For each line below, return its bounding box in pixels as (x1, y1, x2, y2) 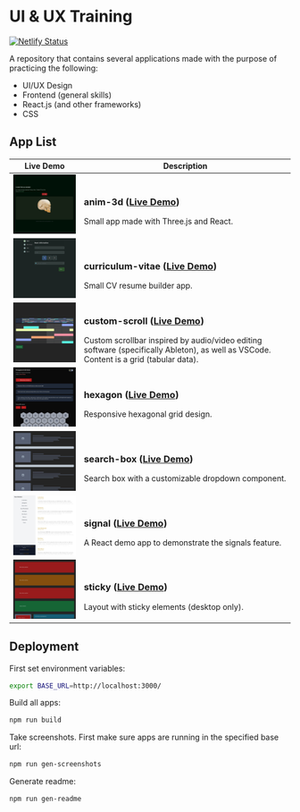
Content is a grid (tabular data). (83, 354, 199, 365)
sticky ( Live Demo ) (83, 581, 168, 594)
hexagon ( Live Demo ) (83, 389, 179, 402)
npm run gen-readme (9, 794, 82, 804)
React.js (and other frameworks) (21, 98, 142, 109)
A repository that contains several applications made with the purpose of (9, 53, 278, 63)
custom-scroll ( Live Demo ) (83, 315, 204, 327)
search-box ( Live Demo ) (83, 453, 194, 465)
